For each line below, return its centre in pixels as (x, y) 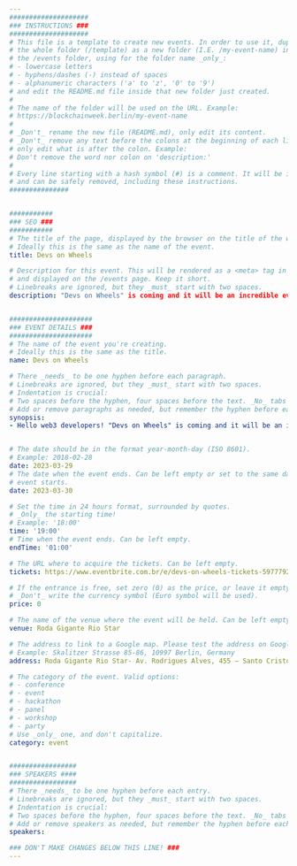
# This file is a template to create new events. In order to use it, (142, 42)
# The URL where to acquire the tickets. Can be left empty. (124, 563)
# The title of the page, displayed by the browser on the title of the (146, 238)
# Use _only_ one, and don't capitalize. (87, 734)
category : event (39, 743)
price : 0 (25, 604)
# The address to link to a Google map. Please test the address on (138, 644)
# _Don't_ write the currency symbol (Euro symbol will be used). (134, 596)
